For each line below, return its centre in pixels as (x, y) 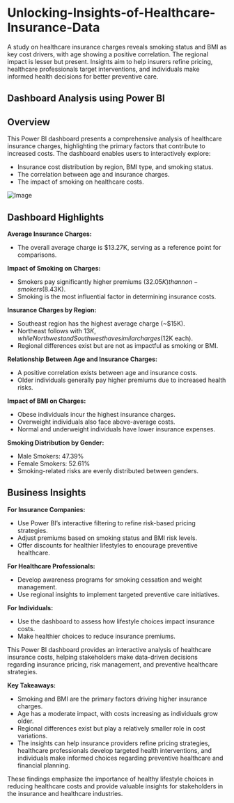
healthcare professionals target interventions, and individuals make (103, 69)
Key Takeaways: (31, 685)
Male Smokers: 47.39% (50, 456)
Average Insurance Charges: (49, 234)
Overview (29, 122)
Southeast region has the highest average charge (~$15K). (101, 323)
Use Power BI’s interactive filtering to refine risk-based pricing (107, 523)
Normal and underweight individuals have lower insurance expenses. (116, 429)
